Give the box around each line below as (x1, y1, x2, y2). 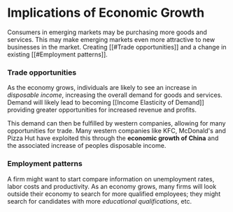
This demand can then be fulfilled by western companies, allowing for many (7, 119, 226, 128)
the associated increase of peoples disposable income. (7, 142, 167, 150)
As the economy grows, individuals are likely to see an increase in (7, 84, 197, 92)
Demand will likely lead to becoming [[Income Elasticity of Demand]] (7, 98, 204, 107)
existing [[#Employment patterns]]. (7, 50, 108, 59)
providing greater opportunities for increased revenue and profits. (7, 106, 197, 114)
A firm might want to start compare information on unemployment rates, (7, 174, 215, 183)
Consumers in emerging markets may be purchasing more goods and (7, 28, 208, 36)
